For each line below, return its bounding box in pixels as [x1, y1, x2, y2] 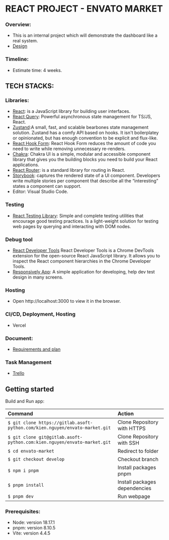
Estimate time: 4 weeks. [12, 67, 62, 73]
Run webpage [117, 493, 150, 500]
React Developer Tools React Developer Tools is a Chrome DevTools [12, 247, 154, 253]
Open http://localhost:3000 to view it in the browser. [12, 298, 121, 304]
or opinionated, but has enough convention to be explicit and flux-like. [12, 135, 158, 141]
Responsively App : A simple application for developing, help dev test [12, 269, 155, 275]
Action [117, 410, 134, 417]
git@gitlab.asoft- [38, 434, 83, 440]
